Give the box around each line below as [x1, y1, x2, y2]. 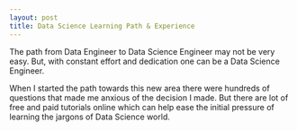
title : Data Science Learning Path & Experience [9, 22, 195, 31]
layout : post [9, 13, 58, 22]
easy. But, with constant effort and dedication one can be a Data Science [9, 56, 281, 66]
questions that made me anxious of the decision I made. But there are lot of [9, 92, 289, 103]
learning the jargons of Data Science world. [9, 111, 171, 122]
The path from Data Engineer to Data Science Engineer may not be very [9, 46, 275, 57]
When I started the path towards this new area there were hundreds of [9, 83, 270, 93]
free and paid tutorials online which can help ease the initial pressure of [9, 101, 274, 112]
